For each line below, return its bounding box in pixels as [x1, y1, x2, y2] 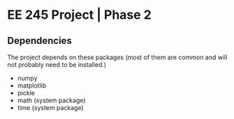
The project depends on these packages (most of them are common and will [7, 53, 228, 61]
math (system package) [17, 96, 86, 104]
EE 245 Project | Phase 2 [7, 7, 152, 23]
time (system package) [17, 104, 84, 111]
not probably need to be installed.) [7, 61, 107, 69]
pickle [17, 89, 35, 97]
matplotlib [17, 81, 47, 90]
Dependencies [7, 35, 72, 47]
